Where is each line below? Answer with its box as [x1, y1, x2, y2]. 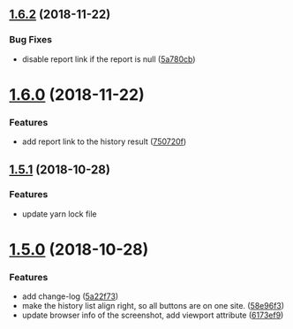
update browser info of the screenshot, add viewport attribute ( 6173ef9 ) [21, 310, 284, 321]
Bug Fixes [9, 34, 53, 46]
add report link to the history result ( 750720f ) [21, 136, 187, 147]
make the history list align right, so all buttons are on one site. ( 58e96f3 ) [21, 301, 285, 311]
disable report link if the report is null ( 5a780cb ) [21, 53, 196, 65]
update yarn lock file [21, 208, 97, 219]
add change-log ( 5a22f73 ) [21, 291, 119, 302]
